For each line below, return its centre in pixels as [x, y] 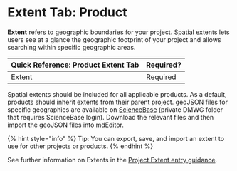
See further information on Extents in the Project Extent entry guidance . [112, 160]
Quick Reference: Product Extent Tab [75, 65]
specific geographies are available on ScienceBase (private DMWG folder [115, 109]
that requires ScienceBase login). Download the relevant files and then [111, 117]
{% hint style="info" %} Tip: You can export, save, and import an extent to [116, 138]
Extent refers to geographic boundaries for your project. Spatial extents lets [118, 32]
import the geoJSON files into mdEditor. [66, 125]
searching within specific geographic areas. [72, 47]
